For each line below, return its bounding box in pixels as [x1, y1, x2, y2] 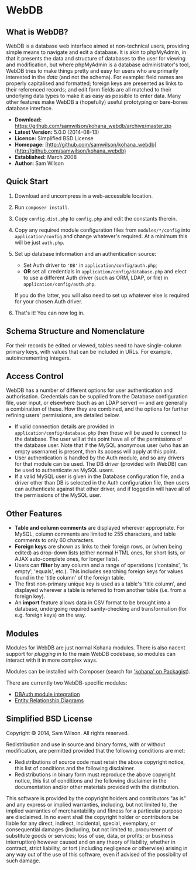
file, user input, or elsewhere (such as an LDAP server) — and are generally [6, 400, 188, 407]
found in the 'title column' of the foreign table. [14, 574, 126, 581]
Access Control [6, 371, 64, 381]
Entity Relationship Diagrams [14, 697, 84, 704]
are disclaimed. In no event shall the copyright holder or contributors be [6, 813, 179, 820]
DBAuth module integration [14, 690, 80, 698]
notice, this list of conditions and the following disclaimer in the [14, 777, 167, 784]
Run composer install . [14, 204, 69, 211]
